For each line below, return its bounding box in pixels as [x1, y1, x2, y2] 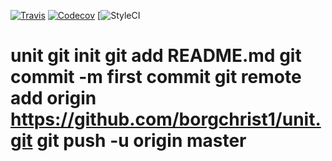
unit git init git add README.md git [10, 45, 302, 67]
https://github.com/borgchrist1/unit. [10, 108, 322, 131]
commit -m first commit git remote [10, 66, 302, 89]
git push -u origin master [36, 130, 247, 152]
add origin [10, 87, 97, 110]
